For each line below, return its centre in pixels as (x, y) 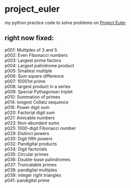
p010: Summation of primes (32, 97)
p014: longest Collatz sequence (37, 102)
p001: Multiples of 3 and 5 (31, 50)
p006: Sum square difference (34, 76)
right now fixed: (29, 38)
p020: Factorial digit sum (30, 112)
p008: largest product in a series (38, 86)
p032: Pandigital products (31, 144)
